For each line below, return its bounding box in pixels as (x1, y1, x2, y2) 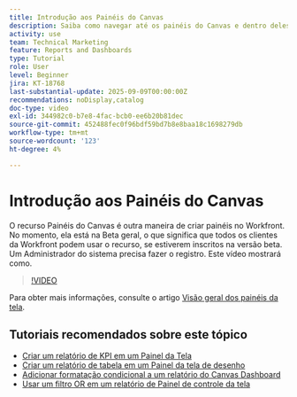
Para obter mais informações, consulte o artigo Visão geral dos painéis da (9, 292, 278, 302)
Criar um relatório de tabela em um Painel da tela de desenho (21, 360, 246, 370)
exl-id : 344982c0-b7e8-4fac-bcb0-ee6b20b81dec (9, 112, 184, 121)
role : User (9, 63, 49, 72)
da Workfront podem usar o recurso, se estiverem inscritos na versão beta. (9, 238, 283, 249)
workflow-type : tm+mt (9, 128, 89, 137)
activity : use (9, 29, 62, 38)
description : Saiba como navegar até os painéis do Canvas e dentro (9, 21, 267, 30)
